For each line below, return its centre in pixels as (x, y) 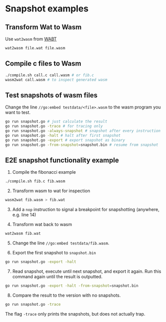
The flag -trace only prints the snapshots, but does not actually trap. (75, 314)
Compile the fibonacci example (44, 172)
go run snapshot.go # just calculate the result (56, 122)
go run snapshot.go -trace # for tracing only (54, 126)
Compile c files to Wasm (43, 63)
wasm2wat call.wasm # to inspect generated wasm (56, 80)
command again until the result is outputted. (57, 276)
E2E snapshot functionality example (62, 160)
